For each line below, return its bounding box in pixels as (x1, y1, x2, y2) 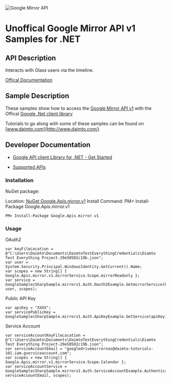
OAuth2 (5, 237, 21, 243)
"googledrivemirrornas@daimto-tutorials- (64, 346, 154, 351)
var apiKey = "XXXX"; (5, 305, 51, 310)
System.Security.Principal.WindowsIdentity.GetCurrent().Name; (5, 264, 142, 270)
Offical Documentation (5, 77, 52, 83)
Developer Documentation (5, 140, 91, 150)
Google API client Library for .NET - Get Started (12, 154, 112, 160)
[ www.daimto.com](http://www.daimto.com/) (5, 126, 100, 132)
